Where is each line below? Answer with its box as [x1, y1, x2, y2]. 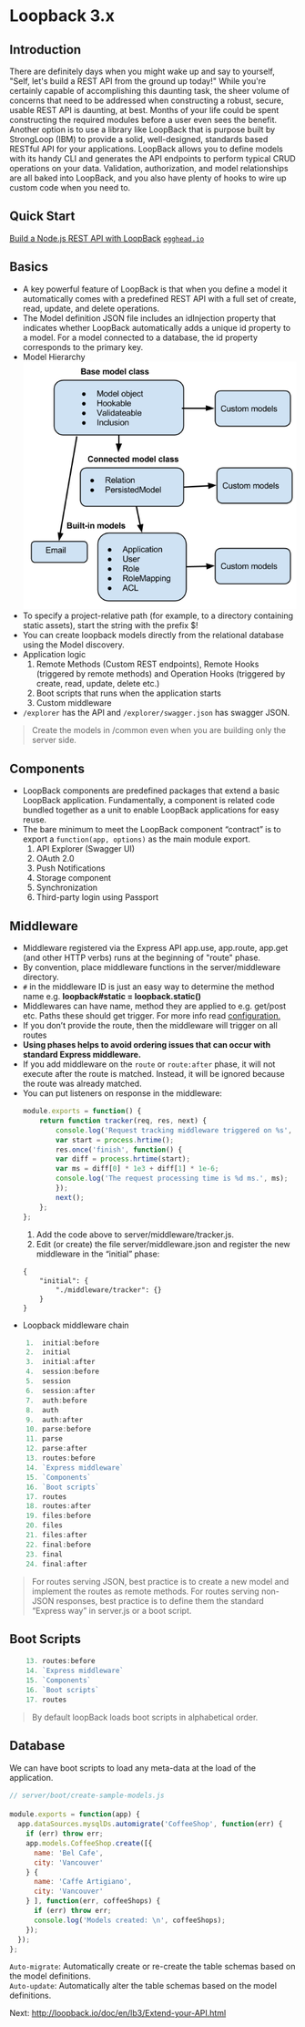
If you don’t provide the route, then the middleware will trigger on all [22, 1020, 278, 1031]
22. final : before [25, 1540, 92, 1549]
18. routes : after [25, 1502, 92, 1511]
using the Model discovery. [22, 639, 125, 650]
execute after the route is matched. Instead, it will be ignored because [22, 1069, 285, 1080]
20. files [25, 1521, 64, 1530]
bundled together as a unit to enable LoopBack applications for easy [22, 804, 280, 816]
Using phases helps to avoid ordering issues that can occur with [22, 1039, 271, 1050]
